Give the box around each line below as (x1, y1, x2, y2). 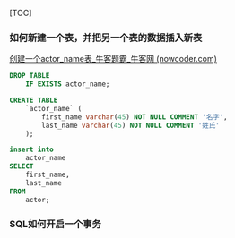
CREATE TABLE (9, 96, 58, 106)
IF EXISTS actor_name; (25, 80, 110, 89)
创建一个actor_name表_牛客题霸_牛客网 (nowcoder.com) (9, 54, 218, 64)
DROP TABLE (9, 72, 50, 81)
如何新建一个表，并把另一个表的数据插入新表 (9, 31, 203, 44)
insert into (9, 145, 54, 155)
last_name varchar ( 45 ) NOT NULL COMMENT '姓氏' (41, 121, 220, 130)
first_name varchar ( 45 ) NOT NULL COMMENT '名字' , (41, 112, 229, 122)
